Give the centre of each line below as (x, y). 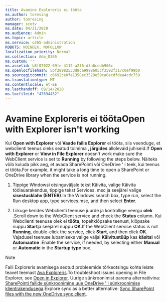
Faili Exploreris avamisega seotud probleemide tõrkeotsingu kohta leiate (79, 267)
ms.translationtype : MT (30, 80)
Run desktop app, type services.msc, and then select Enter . (74, 201)
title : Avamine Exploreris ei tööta (43, 10)
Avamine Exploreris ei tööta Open (75, 119)
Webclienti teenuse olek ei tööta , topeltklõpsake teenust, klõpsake (81, 221)
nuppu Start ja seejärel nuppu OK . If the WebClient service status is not (85, 227)
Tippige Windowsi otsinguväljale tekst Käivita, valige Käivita (74, 185)
